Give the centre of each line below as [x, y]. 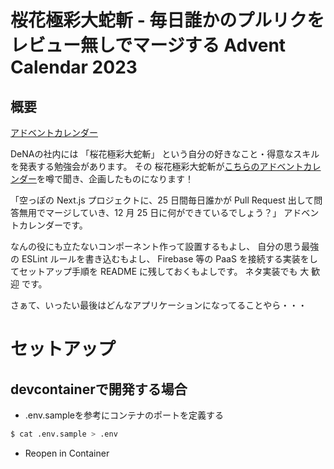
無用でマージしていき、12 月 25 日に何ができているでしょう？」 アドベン [169, 212]
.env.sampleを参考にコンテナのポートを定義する [124, 415]
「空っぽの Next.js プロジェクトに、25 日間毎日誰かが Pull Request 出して [162, 200]
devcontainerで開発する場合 [99, 389]
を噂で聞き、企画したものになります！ [115, 179]
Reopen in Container [67, 453]
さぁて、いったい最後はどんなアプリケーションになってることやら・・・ [159, 305]
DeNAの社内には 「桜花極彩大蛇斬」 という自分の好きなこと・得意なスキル [165, 154]
